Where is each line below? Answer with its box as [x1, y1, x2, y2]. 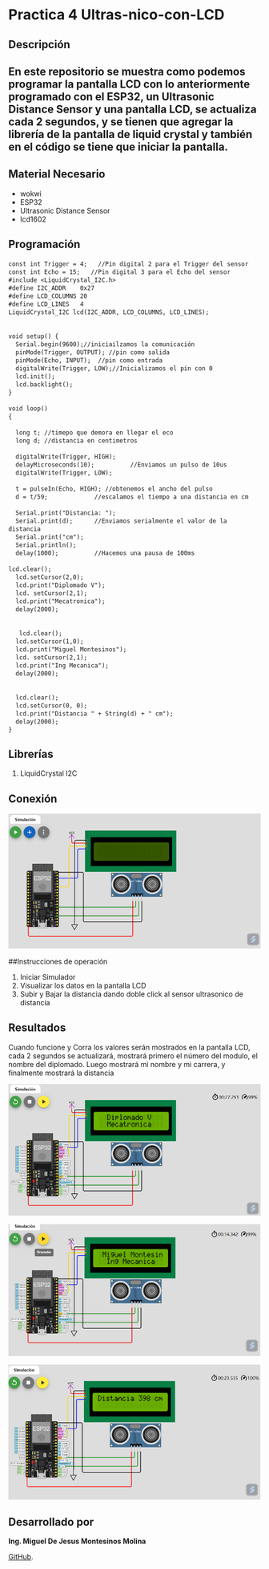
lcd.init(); [15, 372, 56, 381]
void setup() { [8, 332, 59, 340]
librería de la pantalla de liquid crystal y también [8, 127, 253, 141]
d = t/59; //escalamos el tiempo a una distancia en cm [15, 492, 249, 501]
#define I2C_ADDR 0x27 [8, 283, 94, 292]
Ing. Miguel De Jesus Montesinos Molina [8, 1536, 147, 1547]
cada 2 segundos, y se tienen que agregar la [8, 115, 234, 128]
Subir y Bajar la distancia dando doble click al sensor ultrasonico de [19, 989, 244, 999]
